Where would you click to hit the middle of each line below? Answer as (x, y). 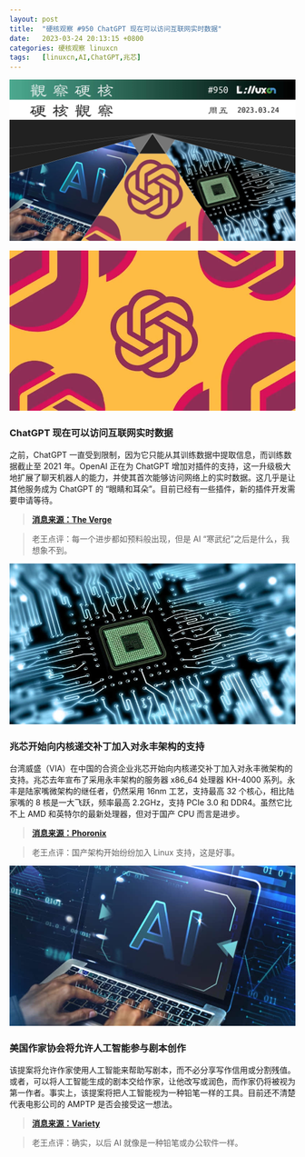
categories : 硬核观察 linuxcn (64, 48)
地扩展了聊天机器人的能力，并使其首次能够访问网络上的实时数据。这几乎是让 (152, 477)
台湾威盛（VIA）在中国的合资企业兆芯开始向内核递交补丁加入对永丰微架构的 (151, 768)
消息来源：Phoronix (69, 833)
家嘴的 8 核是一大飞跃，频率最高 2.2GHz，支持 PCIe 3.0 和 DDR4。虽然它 (147, 802)
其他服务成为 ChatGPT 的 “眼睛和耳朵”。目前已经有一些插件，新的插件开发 (148, 489)
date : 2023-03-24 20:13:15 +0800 (77, 38)
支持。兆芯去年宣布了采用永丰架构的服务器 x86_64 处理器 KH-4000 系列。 (148, 779)
